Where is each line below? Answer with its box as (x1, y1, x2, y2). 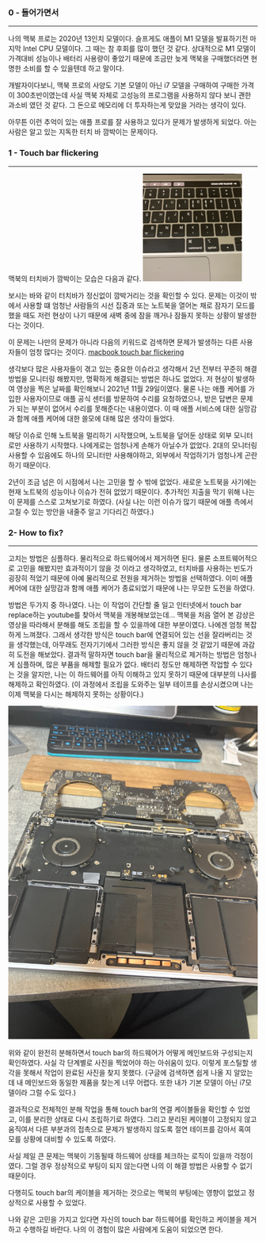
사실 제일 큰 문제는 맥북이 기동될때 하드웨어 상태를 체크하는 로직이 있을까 (8, 1151, 232, 1160)
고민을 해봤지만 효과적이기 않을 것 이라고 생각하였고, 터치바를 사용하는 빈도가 (16, 563, 253, 573)
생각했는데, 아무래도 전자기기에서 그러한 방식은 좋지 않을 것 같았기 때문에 (16, 640, 241, 649)
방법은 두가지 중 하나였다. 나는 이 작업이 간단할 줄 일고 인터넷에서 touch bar (8, 600, 242, 609)
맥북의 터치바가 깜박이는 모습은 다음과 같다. (8, 274, 142, 283)
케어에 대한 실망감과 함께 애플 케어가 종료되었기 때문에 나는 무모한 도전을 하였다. (8, 583, 256, 593)
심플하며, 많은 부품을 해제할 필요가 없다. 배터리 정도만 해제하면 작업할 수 (16, 659, 238, 669)
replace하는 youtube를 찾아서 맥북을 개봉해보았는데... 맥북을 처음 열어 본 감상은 (8, 609, 256, 620)
